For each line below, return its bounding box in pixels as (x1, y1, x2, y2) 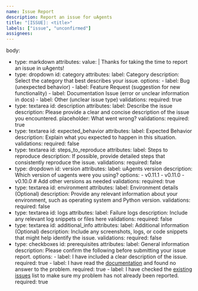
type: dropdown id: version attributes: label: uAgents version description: (14, 165, 193, 172)
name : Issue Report (6, 8, 54, 15)
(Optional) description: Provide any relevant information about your (14, 190, 178, 198)
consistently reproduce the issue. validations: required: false (14, 159, 162, 166)
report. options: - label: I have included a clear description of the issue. (14, 253, 188, 260)
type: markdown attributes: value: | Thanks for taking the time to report (14, 59, 188, 66)
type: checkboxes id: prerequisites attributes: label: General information (14, 241, 190, 248)
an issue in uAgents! (14, 64, 64, 72)
